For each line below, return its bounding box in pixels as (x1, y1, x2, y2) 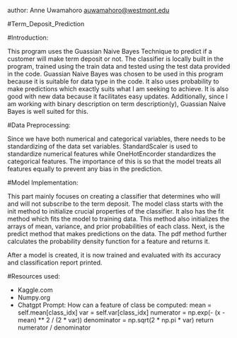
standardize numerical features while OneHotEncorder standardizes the (7, 150, 216, 158)
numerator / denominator (17, 323, 91, 332)
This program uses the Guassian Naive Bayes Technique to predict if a (7, 47, 212, 55)
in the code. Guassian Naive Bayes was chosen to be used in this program (7, 70, 224, 78)
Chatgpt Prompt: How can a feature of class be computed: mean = (17, 301, 212, 309)
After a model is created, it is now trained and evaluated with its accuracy (7, 251, 221, 259)
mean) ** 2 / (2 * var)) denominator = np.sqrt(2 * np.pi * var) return (17, 316, 214, 324)
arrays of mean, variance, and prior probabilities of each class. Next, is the (7, 222, 225, 231)
